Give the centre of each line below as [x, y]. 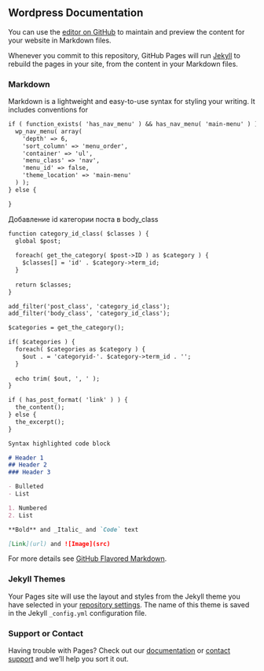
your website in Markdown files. [60, 40]
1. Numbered [27, 508]
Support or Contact [46, 633]
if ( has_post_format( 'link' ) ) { [68, 400]
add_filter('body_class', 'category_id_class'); [89, 314]
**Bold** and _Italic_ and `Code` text [73, 529]
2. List [21, 515]
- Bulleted [26, 487]
